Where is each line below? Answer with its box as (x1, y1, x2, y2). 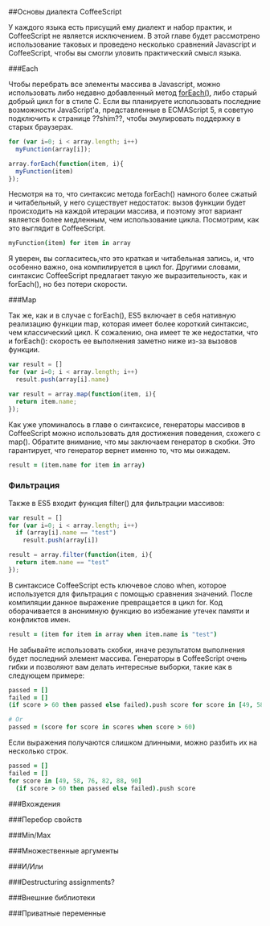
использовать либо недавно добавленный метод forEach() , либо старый (8, 88, 257, 98)
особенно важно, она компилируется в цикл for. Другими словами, (8, 262, 241, 272)
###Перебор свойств (8, 814, 83, 824)
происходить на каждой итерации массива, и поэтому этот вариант (8, 206, 243, 216)
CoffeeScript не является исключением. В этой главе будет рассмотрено (8, 31, 260, 40)
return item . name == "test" (15, 559, 110, 567)
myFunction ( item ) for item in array (8, 239, 131, 247)
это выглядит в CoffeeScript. (8, 223, 106, 233)
